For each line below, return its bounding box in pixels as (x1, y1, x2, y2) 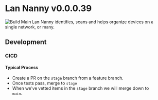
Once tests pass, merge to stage (12, 80, 77, 86)
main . (12, 90, 23, 97)
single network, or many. (5, 24, 55, 29)
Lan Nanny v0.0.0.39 (5, 3, 92, 14)
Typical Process (5, 64, 38, 70)
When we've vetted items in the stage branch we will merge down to (12, 86, 149, 91)
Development (5, 38, 47, 46)
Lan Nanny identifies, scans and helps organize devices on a (32, 19, 154, 25)
